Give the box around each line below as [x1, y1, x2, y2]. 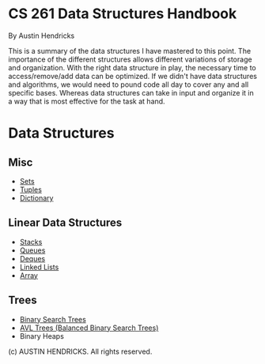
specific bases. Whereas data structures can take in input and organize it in [8, 88, 255, 97]
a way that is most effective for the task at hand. [8, 96, 165, 106]
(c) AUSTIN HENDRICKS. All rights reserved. [8, 347, 153, 356]
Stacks [19, 237, 43, 246]
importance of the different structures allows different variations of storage [8, 54, 252, 64]
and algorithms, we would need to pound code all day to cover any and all [8, 80, 249, 89]
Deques [19, 253, 46, 263]
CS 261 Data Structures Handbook [8, 5, 237, 23]
